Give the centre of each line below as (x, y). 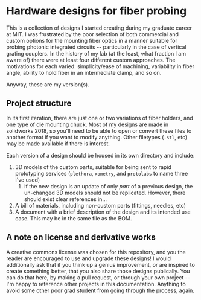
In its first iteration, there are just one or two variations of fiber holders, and (100, 118)
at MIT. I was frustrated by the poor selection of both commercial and (93, 34)
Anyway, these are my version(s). (48, 84)
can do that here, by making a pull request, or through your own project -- (98, 277)
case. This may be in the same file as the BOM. (73, 218)
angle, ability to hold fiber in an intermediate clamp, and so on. (84, 72)
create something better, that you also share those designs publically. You (98, 271)
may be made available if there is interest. (58, 144)
